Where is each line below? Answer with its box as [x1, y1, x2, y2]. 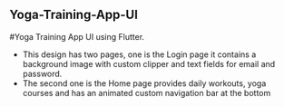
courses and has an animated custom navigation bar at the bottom [22, 87, 271, 98]
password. [22, 68, 63, 79]
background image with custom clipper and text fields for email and [22, 58, 276, 69]
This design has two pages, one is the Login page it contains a [22, 49, 257, 60]
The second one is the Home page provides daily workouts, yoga [22, 77, 267, 89]
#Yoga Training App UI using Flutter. [9, 31, 145, 42]
